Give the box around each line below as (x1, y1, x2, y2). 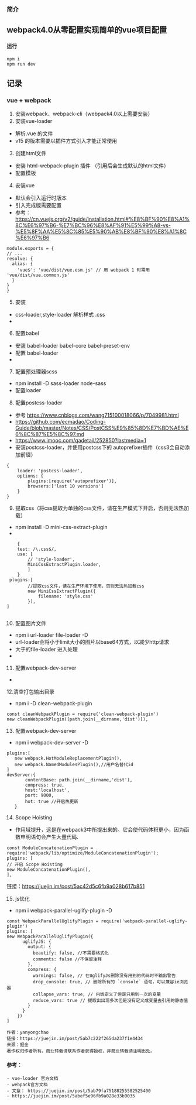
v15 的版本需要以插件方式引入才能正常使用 (15, 138, 118, 145)
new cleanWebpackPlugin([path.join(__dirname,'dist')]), (6, 716, 149, 722)
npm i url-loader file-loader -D (15, 632, 88, 639)
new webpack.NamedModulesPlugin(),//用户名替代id (14, 762, 133, 768)
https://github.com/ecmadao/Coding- (15, 418, 106, 425)
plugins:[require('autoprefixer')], (27, 478, 117, 484)
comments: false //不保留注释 (32, 956, 102, 962)
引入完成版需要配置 (15, 202, 62, 209)
